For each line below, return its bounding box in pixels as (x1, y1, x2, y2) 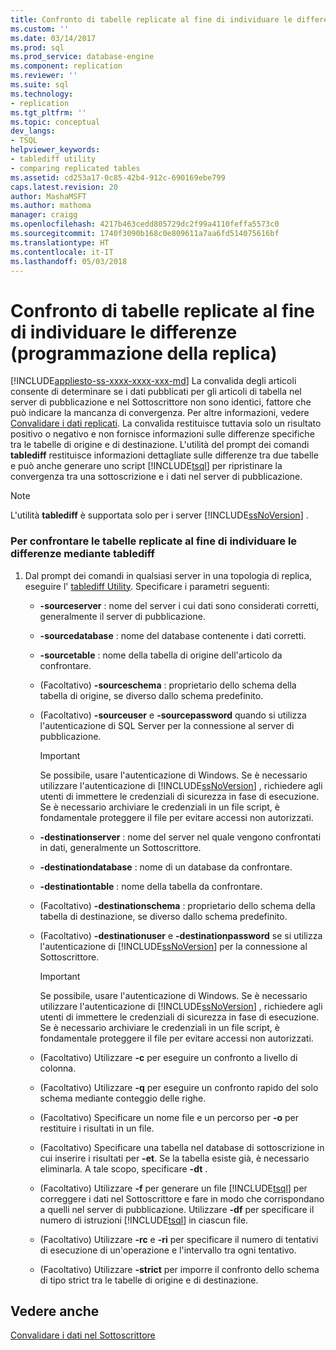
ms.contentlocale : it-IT (10, 247, 114, 257)
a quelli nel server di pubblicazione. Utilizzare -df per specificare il (39, 1203, 315, 1215)
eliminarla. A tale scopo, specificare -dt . (39, 1162, 208, 1175)
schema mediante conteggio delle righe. (39, 1092, 207, 1104)
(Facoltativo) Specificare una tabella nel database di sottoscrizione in (39, 1141, 325, 1153)
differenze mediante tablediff (10, 547, 156, 561)
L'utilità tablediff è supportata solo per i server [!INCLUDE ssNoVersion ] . (10, 509, 309, 521)
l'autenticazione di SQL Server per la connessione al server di (39, 719, 295, 731)
